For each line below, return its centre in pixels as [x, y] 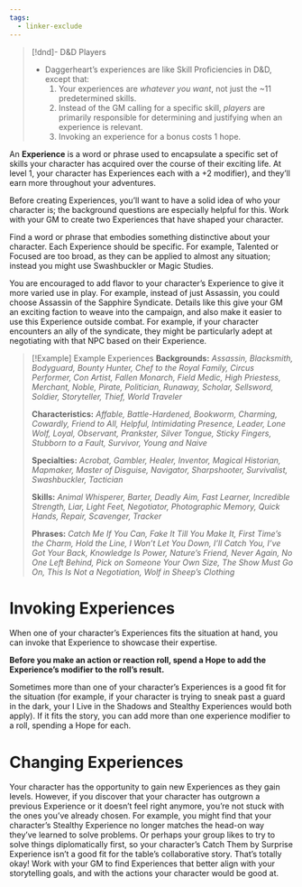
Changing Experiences [96, 762]
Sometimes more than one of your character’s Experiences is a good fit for [148, 688]
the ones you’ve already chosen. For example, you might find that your [141, 816]
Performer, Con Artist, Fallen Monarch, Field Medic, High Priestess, [156, 377]
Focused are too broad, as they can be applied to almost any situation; [140, 256]
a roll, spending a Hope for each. [70, 725]
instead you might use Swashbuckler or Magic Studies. [111, 265]
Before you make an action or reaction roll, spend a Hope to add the [138, 661]
